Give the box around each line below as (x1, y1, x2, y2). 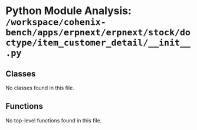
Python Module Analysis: (5, 4, 132, 18)
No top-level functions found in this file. (5, 116, 102, 124)
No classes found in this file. (5, 84, 74, 91)
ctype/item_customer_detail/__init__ (5, 37, 191, 48)
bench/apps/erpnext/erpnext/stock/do (5, 27, 191, 38)
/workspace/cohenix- (5, 16, 107, 28)
